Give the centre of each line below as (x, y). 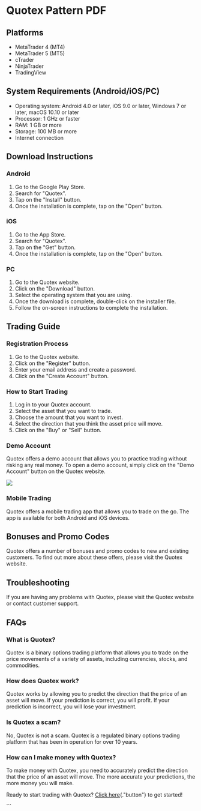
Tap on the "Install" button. (48, 199)
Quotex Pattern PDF (56, 11)
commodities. (23, 665)
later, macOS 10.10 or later (47, 112)
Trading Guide (33, 327)
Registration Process (37, 344)
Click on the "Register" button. (52, 363)
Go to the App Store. (40, 234)
